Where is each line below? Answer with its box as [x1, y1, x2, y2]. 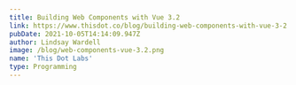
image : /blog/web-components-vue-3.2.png [9, 46, 165, 55]
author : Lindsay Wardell [9, 37, 101, 47]
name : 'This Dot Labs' [9, 54, 93, 63]
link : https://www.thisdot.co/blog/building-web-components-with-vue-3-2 [9, 21, 288, 30]
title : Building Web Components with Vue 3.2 [9, 12, 180, 22]
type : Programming [9, 63, 77, 72]
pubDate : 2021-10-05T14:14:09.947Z [9, 29, 141, 38]
